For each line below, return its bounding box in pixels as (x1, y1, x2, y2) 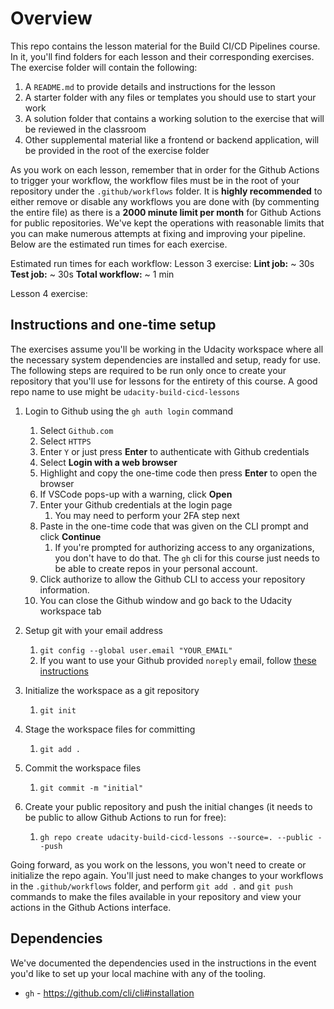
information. (39, 583, 90, 596)
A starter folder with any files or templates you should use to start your (24, 91, 317, 103)
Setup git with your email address (24, 624, 163, 636)
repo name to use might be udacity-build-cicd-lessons (10, 385, 240, 397)
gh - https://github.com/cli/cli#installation (24, 987, 195, 999)
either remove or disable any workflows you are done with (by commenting (10, 195, 320, 207)
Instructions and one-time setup (10, 317, 217, 334)
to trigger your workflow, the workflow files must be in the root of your (10, 174, 300, 186)
